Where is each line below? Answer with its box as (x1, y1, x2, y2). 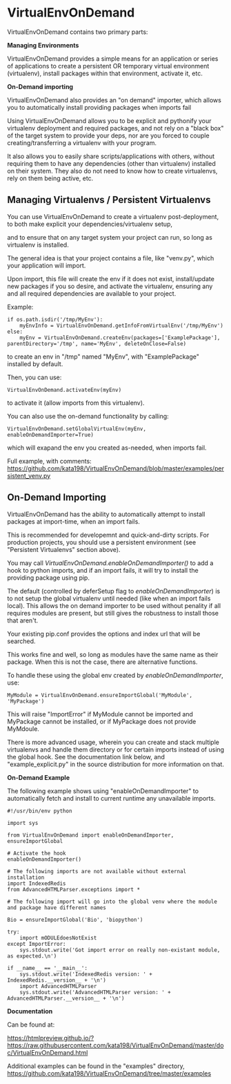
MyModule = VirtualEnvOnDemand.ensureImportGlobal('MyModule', (7, 692, 193, 698)
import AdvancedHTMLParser (19, 982, 97, 989)
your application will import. (7, 261, 86, 269)
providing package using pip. (7, 573, 90, 582)
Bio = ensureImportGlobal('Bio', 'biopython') (7, 916, 143, 923)
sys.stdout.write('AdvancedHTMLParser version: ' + (19, 989, 171, 996)
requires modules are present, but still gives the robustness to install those (7, 609, 219, 617)
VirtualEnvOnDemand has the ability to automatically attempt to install (7, 510, 205, 518)
